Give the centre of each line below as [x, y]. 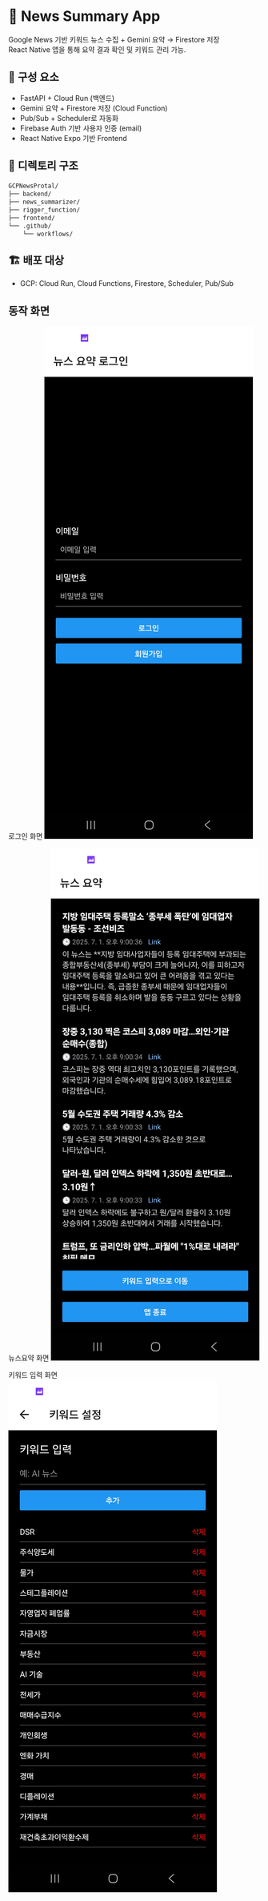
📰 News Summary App [84, 16]
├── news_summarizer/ [44, 202]
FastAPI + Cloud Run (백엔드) [67, 98]
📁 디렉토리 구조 [43, 166]
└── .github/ [30, 226]
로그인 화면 [26, 836]
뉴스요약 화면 [29, 1358]
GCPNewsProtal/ [34, 186]
